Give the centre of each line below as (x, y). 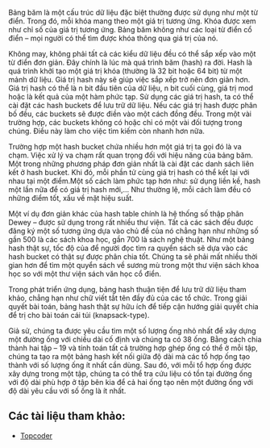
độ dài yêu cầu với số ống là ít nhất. (67, 391)
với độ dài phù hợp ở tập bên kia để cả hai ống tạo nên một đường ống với (131, 382)
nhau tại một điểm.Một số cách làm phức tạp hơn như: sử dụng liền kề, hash (135, 181)
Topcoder (36, 435)
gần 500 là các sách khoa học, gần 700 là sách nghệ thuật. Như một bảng (131, 239)
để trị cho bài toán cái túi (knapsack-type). (79, 315)
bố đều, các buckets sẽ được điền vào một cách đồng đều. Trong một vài (130, 114)
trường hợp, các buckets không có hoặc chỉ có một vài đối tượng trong (125, 122)
